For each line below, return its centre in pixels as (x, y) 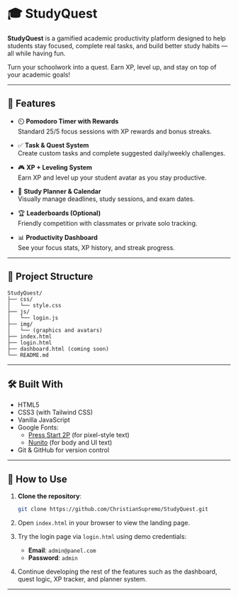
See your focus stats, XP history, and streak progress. (96, 247)
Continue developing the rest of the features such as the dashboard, (117, 571)
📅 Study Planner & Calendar (59, 191)
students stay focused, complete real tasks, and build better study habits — (118, 45)
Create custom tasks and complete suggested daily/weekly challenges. (121, 153)
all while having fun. (36, 53)
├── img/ (20, 324)
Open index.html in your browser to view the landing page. (103, 523)
